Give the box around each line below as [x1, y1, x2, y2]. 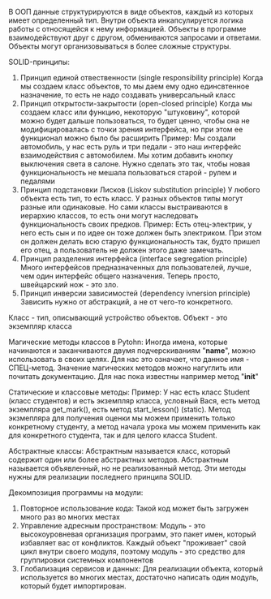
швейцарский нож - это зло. [19, 280, 119, 289]
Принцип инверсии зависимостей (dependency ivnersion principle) [19, 288, 251, 298]
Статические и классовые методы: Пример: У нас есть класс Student [8, 387, 250, 397]
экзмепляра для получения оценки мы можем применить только [8, 413, 235, 423]
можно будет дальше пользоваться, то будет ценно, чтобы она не [19, 116, 250, 125]
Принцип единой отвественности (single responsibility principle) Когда [19, 73, 264, 82]
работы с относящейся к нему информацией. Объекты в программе [8, 24, 247, 33]
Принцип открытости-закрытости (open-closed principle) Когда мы [19, 99, 253, 108]
